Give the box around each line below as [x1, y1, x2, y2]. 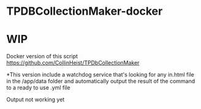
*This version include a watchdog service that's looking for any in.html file [6, 71, 194, 78]
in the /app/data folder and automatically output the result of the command [6, 78, 195, 85]
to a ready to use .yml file [6, 84, 70, 91]
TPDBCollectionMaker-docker [6, 4, 163, 18]
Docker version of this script [6, 53, 78, 60]
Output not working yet [6, 96, 65, 103]
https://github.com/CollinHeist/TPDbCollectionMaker [6, 59, 140, 67]
